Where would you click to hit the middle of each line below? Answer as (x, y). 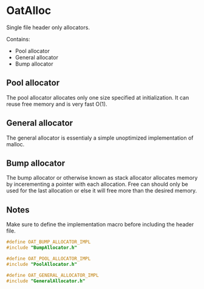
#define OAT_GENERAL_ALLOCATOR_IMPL (53, 275)
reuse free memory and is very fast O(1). (57, 104)
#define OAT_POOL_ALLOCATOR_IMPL (49, 259)
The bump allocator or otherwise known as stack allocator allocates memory (102, 178)
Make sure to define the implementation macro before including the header (100, 225)
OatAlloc (29, 11)
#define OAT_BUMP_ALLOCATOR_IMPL (49, 242)
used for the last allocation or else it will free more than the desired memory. (102, 191)
